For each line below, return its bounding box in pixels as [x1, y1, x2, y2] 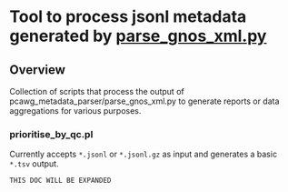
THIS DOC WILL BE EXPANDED [9, 176, 112, 186]
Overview [9, 62, 66, 77]
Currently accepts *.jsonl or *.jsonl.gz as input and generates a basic [9, 148, 278, 160]
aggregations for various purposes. [9, 106, 142, 116]
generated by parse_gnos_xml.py [9, 25, 267, 46]
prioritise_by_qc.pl [9, 127, 94, 140]
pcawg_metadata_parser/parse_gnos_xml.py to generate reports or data [9, 96, 280, 106]
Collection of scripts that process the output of [9, 86, 184, 96]
